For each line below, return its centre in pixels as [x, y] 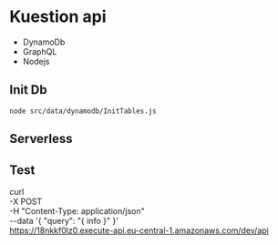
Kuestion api [58, 17]
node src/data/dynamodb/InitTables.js [83, 111]
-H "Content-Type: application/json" [77, 210]
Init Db [28, 90]
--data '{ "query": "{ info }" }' [64, 220]
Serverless [41, 139]
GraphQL [40, 51]
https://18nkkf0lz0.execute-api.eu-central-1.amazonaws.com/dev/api [139, 230]
